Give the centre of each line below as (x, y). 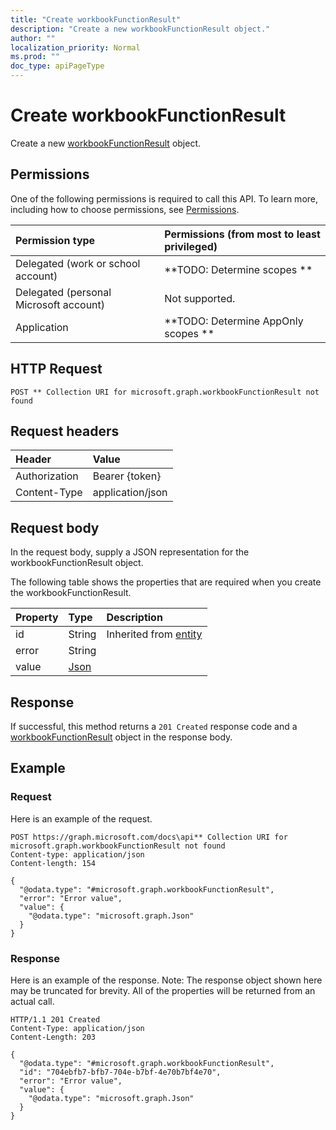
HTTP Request (56, 369)
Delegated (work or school (78, 263)
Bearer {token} (127, 476)
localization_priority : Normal (75, 47)
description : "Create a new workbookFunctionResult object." (140, 29)
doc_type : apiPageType (57, 66)
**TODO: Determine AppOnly (234, 321)
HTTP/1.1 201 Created (55, 1019)
